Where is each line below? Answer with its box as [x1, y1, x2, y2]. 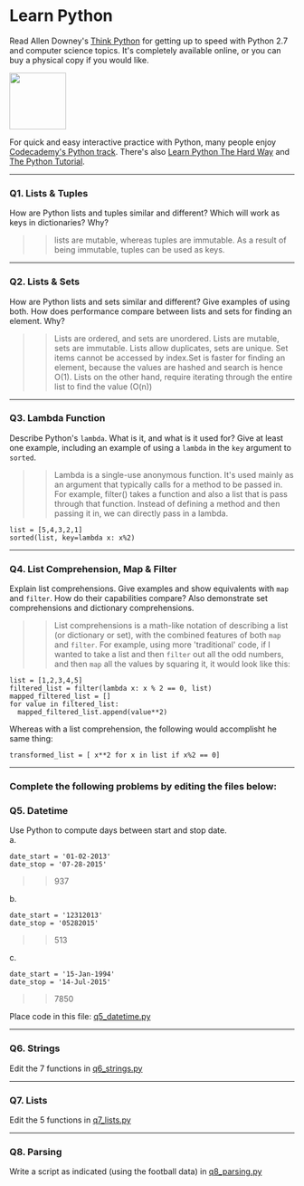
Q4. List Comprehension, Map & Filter [9, 562, 177, 575]
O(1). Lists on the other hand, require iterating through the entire [53, 371, 293, 382]
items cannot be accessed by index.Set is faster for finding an [53, 352, 286, 363]
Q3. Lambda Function [9, 412, 106, 425]
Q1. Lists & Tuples [9, 187, 89, 199]
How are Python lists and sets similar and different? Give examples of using [9, 296, 290, 307]
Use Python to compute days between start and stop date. [9, 825, 228, 836]
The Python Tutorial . [9, 156, 86, 167]
